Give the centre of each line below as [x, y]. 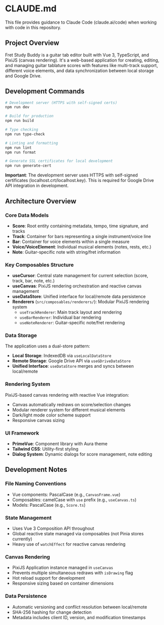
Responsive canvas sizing [38, 420]
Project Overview [32, 43]
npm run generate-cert [28, 166]
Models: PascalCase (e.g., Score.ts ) [49, 505]
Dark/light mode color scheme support [51, 415]
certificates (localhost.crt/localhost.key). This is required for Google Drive [80, 180]
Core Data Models [27, 215]
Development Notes [36, 469]
